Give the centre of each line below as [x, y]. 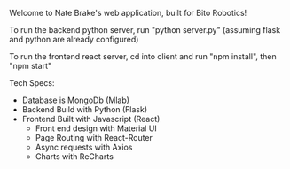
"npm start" [31, 66]
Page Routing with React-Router [94, 138]
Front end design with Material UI [96, 128]
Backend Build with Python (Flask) [85, 109]
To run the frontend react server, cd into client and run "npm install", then [143, 56]
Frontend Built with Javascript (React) [91, 119]
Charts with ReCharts [74, 157]
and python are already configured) [74, 39]
